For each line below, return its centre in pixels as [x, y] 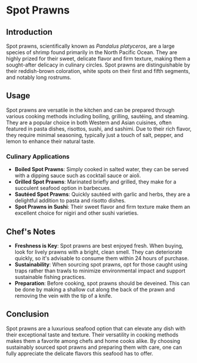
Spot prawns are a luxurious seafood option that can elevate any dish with [96, 328]
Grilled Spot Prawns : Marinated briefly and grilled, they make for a [95, 182]
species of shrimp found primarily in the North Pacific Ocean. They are [92, 52]
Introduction [29, 32]
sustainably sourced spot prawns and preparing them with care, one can [94, 347]
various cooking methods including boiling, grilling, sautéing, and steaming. [98, 116]
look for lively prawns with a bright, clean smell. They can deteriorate [98, 252]
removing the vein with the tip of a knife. [64, 295]
